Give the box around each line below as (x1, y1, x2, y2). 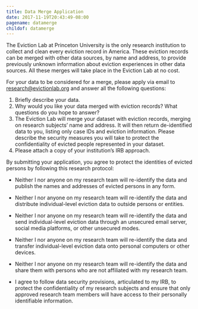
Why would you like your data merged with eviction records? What (14, 102, 178, 110)
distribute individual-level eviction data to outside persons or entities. (14, 201, 184, 208)
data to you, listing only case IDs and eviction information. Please (14, 128, 175, 135)
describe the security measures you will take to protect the (14, 135, 159, 142)
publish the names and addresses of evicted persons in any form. (14, 183, 176, 190)
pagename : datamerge (6, 20, 58, 26)
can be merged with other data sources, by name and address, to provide (6, 54, 187, 61)
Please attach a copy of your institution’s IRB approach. (14, 147, 150, 154)
